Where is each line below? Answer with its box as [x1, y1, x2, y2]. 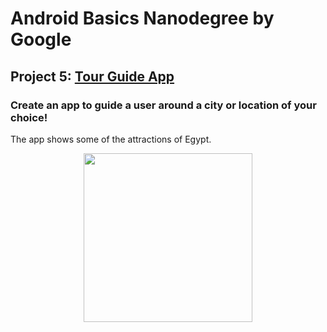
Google [10, 28, 72, 51]
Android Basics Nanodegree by [10, 7, 275, 30]
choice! [10, 110, 48, 124]
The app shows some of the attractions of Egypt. [10, 133, 212, 145]
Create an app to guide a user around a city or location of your [10, 98, 317, 112]
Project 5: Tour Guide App [10, 68, 175, 85]
